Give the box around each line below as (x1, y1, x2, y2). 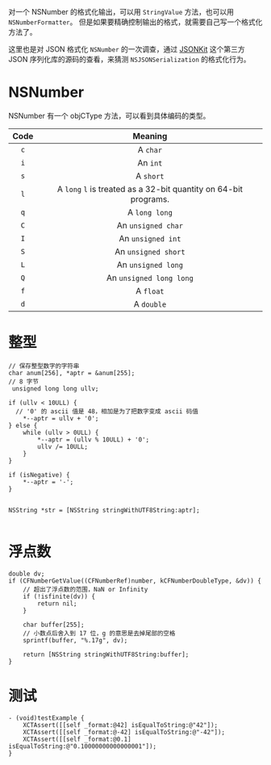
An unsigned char (116, 219, 184, 231)
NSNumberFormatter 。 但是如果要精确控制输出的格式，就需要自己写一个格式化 (8, 17, 263, 27)
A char (137, 144, 163, 155)
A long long (127, 207, 173, 218)
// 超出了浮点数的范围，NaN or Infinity (23, 585, 148, 593)
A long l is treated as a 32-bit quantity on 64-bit (56, 183, 244, 194)
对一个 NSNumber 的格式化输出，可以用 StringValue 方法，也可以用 (8, 7, 235, 16)
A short (135, 170, 165, 182)
